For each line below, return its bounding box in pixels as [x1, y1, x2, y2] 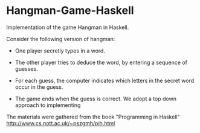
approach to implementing [15, 101, 81, 109]
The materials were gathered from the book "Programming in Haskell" [6, 113, 180, 120]
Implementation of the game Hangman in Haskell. [6, 24, 129, 31]
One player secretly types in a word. [15, 47, 106, 54]
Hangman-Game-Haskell [6, 4, 134, 18]
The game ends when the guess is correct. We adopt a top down [15, 95, 177, 102]
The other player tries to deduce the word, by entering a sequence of [15, 59, 187, 66]
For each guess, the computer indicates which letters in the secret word [15, 77, 195, 84]
